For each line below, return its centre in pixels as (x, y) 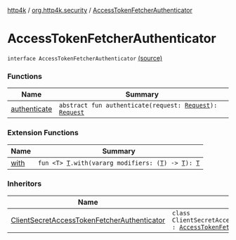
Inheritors (25, 184)
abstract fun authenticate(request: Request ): (138, 106)
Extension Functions (43, 133)
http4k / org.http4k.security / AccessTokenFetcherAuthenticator (100, 10)
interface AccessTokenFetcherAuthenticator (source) (85, 58)
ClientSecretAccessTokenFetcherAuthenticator (88, 220)
